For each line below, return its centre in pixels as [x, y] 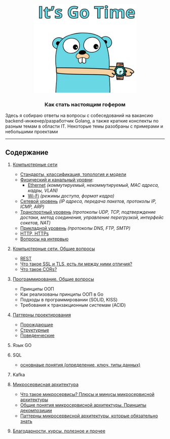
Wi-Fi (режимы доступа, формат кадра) [71, 196]
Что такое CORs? [38, 269]
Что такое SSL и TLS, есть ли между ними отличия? [76, 264]
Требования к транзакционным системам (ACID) [73, 305]
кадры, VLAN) [43, 190]
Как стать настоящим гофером [85, 104]
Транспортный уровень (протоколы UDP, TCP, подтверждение [88, 212]
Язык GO [22, 345]
